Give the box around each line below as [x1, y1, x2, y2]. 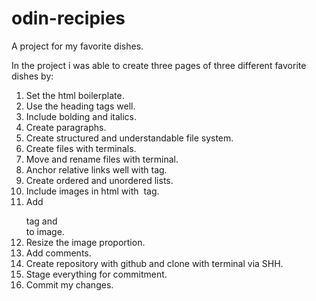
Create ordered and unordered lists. [25, 174, 174, 186]
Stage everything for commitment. [25, 268, 168, 280]
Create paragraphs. [25, 121, 107, 133]
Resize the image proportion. [25, 236, 146, 248]
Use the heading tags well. [25, 100, 136, 112]
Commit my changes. [25, 278, 114, 291]
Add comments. [25, 247, 92, 259]
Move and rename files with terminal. [25, 153, 179, 165]
